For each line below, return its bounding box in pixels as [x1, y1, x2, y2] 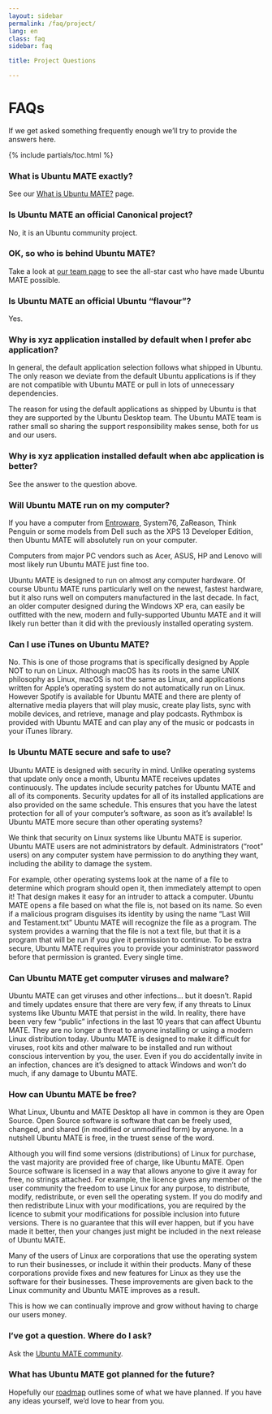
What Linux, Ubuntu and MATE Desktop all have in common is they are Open [8, 1107, 265, 1117]
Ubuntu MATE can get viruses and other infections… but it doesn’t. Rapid [8, 991, 253, 1000]
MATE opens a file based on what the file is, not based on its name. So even [8, 900, 262, 910]
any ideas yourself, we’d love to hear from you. [8, 1395, 165, 1406]
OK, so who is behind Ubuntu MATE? [8, 248, 156, 259]
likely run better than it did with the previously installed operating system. [8, 618, 254, 628]
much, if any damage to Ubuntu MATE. [8, 1068, 138, 1078]
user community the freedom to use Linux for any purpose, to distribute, [8, 1183, 250, 1193]
